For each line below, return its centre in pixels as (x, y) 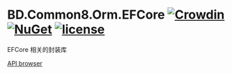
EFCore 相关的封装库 (37, 49)
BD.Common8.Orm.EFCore (86, 15)
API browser (25, 63)
